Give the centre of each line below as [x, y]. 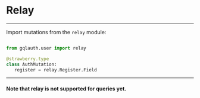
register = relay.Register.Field [55, 70]
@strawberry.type [28, 59]
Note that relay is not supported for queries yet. [66, 89]
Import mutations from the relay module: [56, 32]
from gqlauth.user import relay [46, 48]
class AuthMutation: [32, 64]
